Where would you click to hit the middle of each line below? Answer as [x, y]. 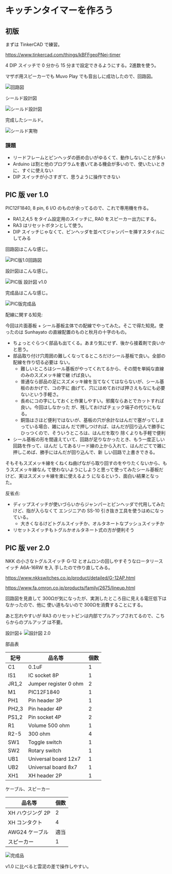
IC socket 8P [43, 675]
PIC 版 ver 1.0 [27, 195]
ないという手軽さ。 [41, 394]
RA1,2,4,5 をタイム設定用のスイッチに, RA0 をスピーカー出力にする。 [86, 219]
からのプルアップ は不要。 [37, 622]
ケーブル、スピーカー [28, 789]
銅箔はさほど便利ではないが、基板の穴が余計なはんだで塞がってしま [92, 420]
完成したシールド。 [26, 120]
